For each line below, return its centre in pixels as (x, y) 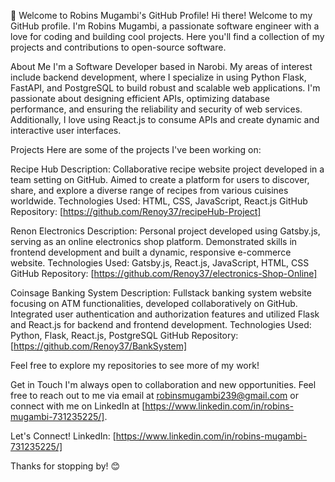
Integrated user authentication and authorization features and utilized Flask (165, 314)
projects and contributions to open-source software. (118, 47)
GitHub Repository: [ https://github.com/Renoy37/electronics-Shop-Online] (164, 273)
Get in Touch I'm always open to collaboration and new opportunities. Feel (163, 384)
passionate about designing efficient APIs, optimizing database (140, 98)
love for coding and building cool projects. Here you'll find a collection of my (167, 36)
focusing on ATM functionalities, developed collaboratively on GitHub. (154, 303)
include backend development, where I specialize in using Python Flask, (158, 77)
